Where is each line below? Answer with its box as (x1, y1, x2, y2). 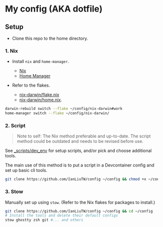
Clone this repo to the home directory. (12, 35, 88, 41)
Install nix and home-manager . (12, 59, 69, 64)
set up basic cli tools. (5, 167, 48, 173)
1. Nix (5, 47, 18, 54)
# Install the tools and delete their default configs (5, 213, 118, 218)
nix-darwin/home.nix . (19, 97, 62, 103)
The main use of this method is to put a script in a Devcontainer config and (5, 162, 154, 168)
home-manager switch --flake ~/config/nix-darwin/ (5, 111, 110, 116)
